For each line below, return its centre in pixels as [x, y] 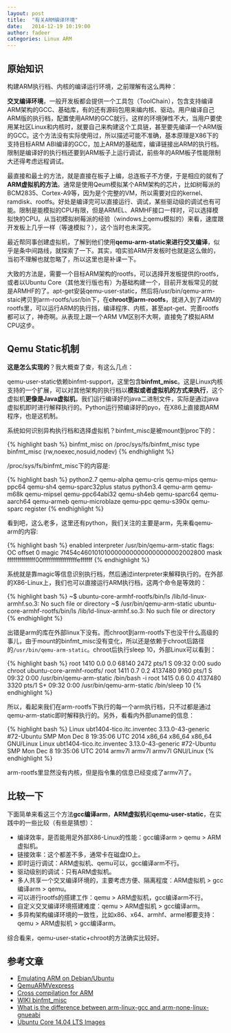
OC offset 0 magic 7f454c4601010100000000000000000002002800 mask [114, 552]
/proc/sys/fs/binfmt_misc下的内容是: [59, 465]
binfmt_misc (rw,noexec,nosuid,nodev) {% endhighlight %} [91, 452]
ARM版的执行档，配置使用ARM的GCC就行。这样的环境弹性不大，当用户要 [112, 118]
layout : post [26, 13]
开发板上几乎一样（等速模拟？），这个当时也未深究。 [81, 227]
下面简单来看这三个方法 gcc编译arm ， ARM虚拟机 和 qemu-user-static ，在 [111, 814]
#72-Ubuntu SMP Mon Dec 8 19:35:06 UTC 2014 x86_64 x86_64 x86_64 [110, 736]
